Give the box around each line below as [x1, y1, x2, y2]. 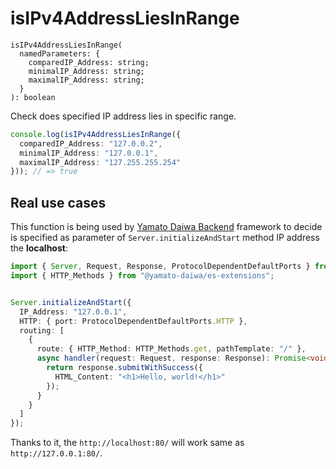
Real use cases [10, 194, 107, 211]
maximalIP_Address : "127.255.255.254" [19, 157, 182, 167]
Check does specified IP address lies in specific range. [10, 110, 237, 122]
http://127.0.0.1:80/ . [10, 447, 103, 459]
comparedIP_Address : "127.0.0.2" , [19, 138, 163, 149]
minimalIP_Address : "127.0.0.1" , [19, 148, 159, 158]
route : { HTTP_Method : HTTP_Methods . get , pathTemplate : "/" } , [36, 344, 307, 354]
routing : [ [19, 325, 65, 336]
